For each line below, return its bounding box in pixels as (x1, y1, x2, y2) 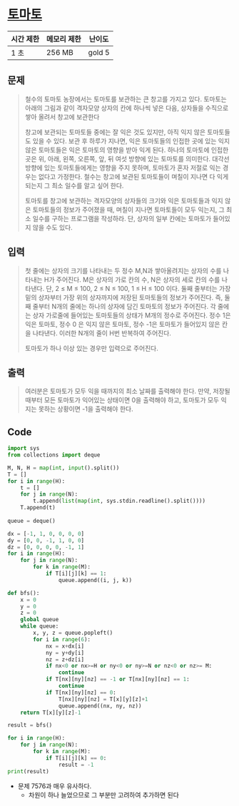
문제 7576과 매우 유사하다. (17, 782, 92, 790)
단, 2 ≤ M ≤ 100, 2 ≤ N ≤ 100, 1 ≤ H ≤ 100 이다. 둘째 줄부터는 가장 (46, 284, 231, 292)
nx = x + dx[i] (45, 643, 84, 650)
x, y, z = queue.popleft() (33, 629, 113, 637)
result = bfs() (7, 722, 53, 729)
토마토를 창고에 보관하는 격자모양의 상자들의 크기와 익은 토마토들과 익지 (24, 196, 223, 205)
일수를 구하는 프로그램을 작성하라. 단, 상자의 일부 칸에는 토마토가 (32, 214, 212, 223)
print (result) (7, 767, 50, 775)
